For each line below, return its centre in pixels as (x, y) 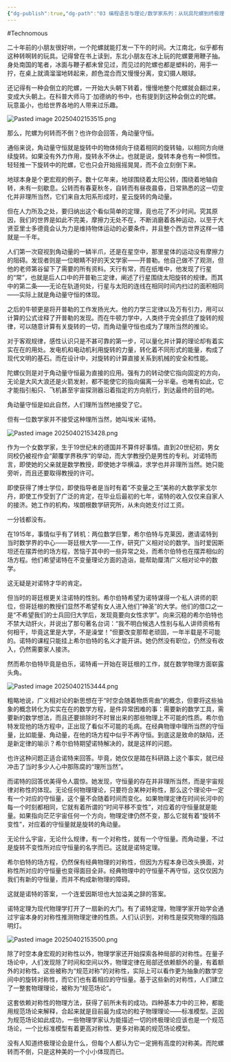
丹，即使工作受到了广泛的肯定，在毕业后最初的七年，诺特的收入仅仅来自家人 (115, 496)
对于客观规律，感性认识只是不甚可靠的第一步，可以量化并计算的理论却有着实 (115, 340)
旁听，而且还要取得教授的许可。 (52, 473)
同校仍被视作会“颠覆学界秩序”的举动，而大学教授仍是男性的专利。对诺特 (109, 455)
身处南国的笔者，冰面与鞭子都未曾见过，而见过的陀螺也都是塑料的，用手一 (112, 64)
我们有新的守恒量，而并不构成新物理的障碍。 (70, 879)
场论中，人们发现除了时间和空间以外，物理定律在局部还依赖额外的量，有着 (112, 962)
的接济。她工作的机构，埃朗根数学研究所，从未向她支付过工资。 (97, 505)
